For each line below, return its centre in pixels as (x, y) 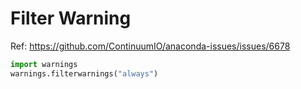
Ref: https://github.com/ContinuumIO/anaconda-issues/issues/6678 (150, 46)
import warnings (44, 64)
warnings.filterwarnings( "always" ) (84, 73)
